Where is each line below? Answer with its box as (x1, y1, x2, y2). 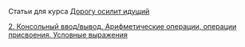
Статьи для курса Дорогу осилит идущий (8, 7, 150, 16)
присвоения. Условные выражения (8, 31, 128, 39)
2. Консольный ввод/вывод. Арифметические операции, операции (8, 22, 237, 31)
